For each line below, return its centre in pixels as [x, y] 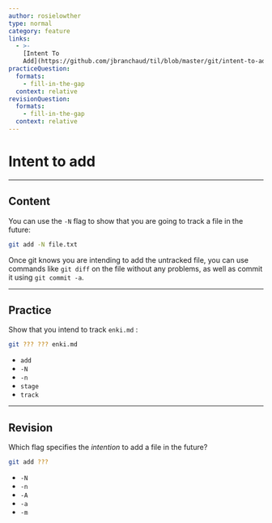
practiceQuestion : [39, 69]
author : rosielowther [45, 16]
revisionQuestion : [39, 99]
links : [19, 39]
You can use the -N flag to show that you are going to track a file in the [126, 221]
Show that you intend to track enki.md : [73, 330]
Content [30, 201]
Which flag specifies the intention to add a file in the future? [108, 447]
